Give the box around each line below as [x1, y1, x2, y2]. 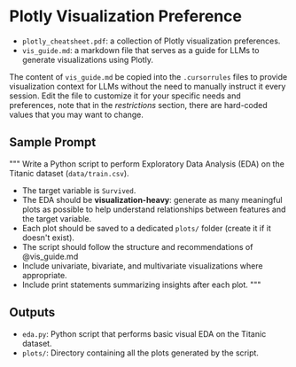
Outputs [9, 305, 56, 320]
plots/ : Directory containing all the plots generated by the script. [21, 347, 260, 358]
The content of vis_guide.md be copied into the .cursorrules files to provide [9, 71, 288, 82]
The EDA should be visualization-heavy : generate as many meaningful [21, 194, 283, 205]
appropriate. [21, 269, 68, 280]
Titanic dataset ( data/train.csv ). [9, 168, 130, 178]
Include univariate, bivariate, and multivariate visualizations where [21, 260, 263, 271]
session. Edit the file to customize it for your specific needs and [9, 90, 241, 101]
